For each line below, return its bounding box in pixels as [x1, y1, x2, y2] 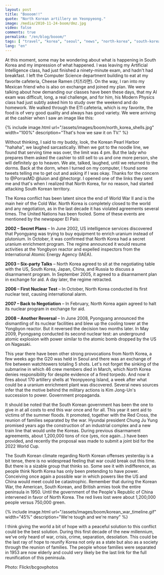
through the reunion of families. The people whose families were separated [5, 544, 156, 550]
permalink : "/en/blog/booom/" [5, 35, 67, 40]
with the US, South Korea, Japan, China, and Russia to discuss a [5, 266, 134, 272]
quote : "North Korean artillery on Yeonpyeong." [5, 16, 106, 21]
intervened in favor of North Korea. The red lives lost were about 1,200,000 [5, 494, 156, 500]
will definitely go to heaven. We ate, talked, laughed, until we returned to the [5, 160, 158, 166]
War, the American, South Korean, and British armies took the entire [5, 484, 141, 490]
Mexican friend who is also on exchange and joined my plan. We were [5, 84, 145, 89]
